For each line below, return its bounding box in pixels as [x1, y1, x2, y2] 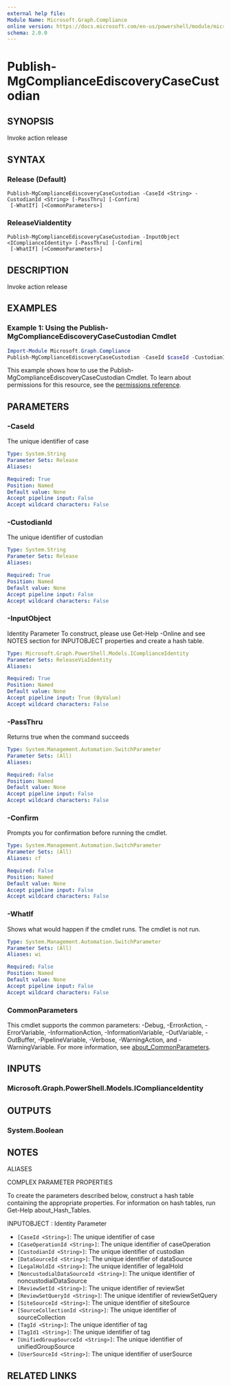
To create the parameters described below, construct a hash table [7, 1192, 195, 1200]
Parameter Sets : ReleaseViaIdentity [7, 656, 112, 663]
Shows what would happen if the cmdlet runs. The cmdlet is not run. [7, 925, 201, 933]
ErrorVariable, [7, 1028, 47, 1036]
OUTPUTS [7, 1104, 52, 1116]
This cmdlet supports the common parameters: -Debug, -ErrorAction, [7, 1020, 204, 1029]
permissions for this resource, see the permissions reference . [7, 381, 181, 389]
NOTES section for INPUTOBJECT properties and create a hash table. [7, 636, 204, 644]
